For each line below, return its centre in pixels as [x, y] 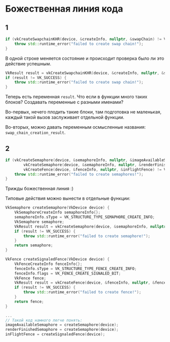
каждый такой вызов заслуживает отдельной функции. [65, 118]
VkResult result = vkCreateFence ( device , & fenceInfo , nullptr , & [85, 283]
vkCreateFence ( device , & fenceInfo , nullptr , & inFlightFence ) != [93, 169]
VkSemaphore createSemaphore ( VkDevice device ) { [57, 208]
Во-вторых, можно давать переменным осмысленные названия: [75, 127]
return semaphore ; [34, 245]
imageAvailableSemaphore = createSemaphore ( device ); [62, 325]
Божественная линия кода [64, 9]
